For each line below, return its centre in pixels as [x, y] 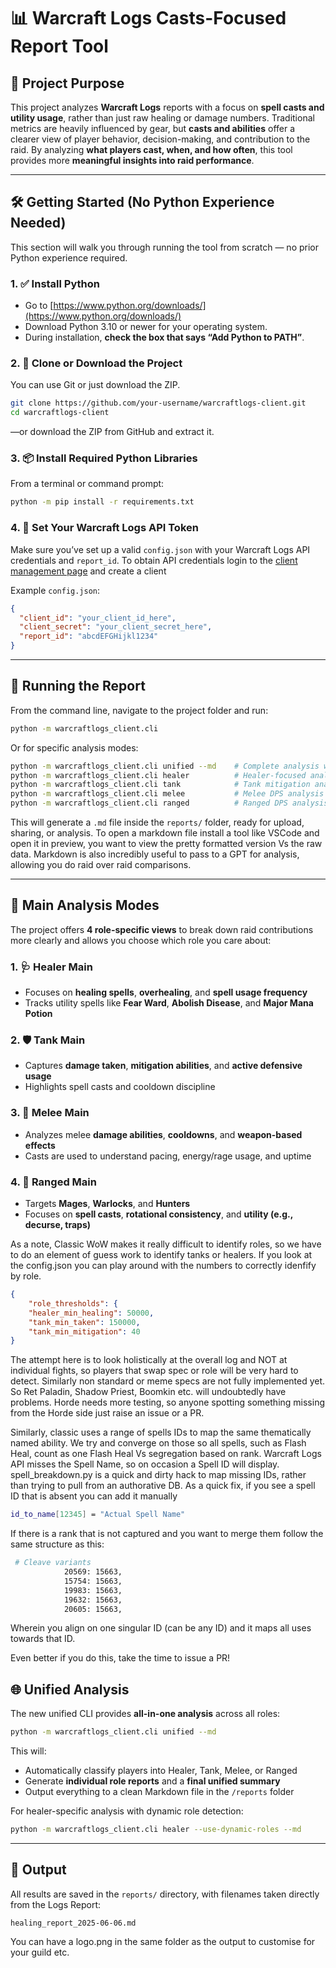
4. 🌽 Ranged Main [53, 1182]
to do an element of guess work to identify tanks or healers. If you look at [161, 1255]
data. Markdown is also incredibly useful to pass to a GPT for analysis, [155, 854]
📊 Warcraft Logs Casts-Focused [148, 18]
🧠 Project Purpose [67, 83]
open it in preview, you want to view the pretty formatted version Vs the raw [166, 844]
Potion [38, 1014]
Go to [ [39, 306]
